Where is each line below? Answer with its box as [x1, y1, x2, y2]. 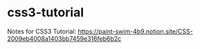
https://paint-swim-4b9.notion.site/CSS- [78, 27, 193, 35]
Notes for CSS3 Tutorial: [7, 27, 77, 35]
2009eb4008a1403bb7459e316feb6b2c [7, 34, 122, 42]
